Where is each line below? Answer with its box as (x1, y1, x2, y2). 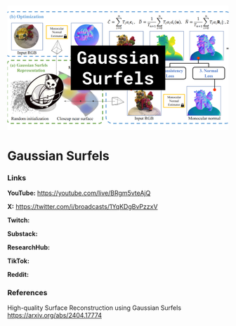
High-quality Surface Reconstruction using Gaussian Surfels (7, 304, 181, 312)
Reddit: (7, 270, 29, 278)
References (7, 287, 48, 297)
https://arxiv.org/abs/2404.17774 (7, 311, 102, 320)
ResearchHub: (7, 243, 51, 251)
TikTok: (7, 257, 30, 265)
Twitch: (7, 216, 30, 224)
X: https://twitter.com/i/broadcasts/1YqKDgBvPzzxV (7, 202, 158, 210)
